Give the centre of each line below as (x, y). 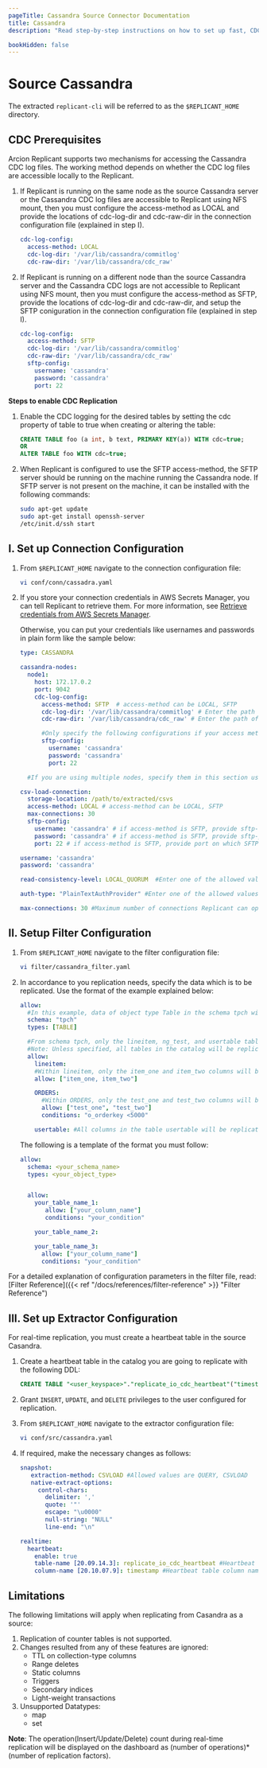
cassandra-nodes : (48, 668)
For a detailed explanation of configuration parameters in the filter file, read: (132, 1276)
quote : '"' (63, 1505)
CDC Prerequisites (55, 140)
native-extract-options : (72, 1482)
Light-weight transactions (74, 1698)
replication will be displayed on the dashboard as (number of (108, 1747)
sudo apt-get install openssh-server (82, 516)
